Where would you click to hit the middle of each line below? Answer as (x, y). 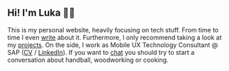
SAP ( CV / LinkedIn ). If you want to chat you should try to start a (101, 52)
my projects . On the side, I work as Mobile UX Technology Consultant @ (113, 45)
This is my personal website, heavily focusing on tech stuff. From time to (113, 30)
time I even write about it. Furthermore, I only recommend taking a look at (114, 37)
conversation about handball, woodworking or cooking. (88, 60)
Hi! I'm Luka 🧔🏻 (41, 13)
